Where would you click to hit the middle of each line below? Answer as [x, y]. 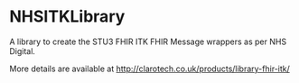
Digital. [23, 51]
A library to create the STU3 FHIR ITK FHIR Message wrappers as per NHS [148, 41]
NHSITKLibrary [67, 17]
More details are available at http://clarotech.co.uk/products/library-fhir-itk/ [150, 69]
